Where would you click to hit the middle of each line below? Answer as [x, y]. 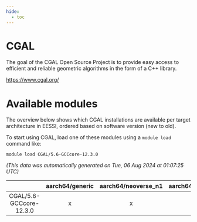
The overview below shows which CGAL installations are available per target [98, 120]
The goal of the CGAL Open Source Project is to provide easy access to [93, 62]
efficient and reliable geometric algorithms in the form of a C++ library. [91, 69]
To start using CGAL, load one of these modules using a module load [89, 137]
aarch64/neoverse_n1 [131, 186]
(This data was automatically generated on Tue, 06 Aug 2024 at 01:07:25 [95, 166]
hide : [13, 11]
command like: [24, 144]
